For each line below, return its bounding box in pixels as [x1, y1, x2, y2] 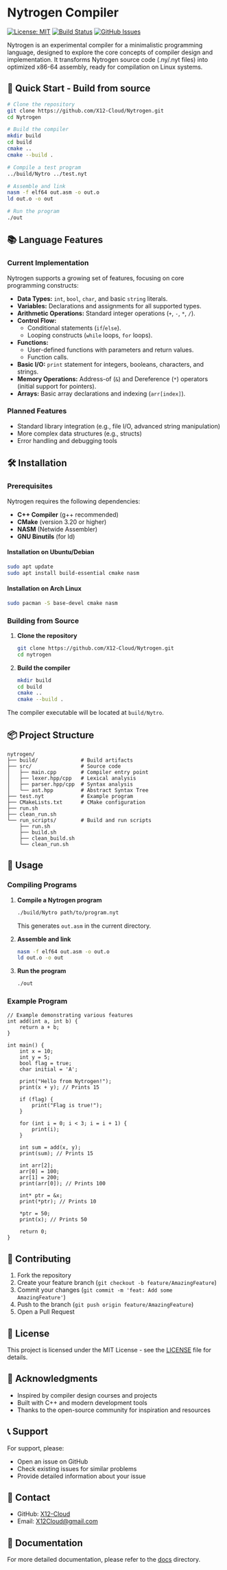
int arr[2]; [19, 1162, 53, 1169]
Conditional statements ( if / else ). [27, 323, 121, 332]
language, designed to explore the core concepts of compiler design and [7, 48, 213, 56]
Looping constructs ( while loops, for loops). [27, 331, 153, 339]
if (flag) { [19, 1096, 53, 1103]
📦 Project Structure [7, 729, 95, 741]
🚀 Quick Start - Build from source [7, 82, 151, 94]
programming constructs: [7, 281, 79, 289]
